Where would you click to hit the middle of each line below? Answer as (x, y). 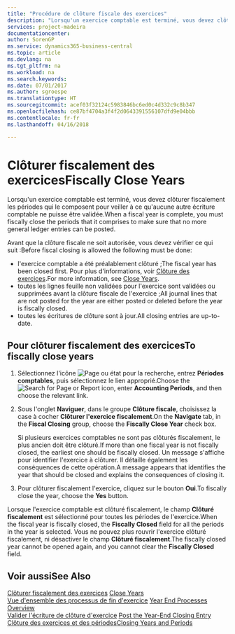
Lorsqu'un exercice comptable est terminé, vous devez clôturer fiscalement (116, 200)
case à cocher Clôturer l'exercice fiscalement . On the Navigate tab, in (119, 417)
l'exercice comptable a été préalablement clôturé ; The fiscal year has (117, 264)
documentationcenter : (39, 33)
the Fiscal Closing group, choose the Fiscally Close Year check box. (117, 424)
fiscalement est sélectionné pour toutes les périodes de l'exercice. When (112, 517)
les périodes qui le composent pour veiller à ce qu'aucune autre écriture (111, 207)
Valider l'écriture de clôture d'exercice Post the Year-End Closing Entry (109, 615)
